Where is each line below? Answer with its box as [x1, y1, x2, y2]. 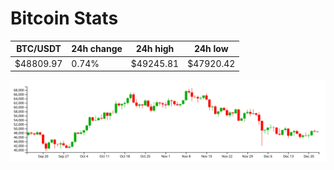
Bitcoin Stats [10, 7, 119, 30]
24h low [193, 43, 229, 55]
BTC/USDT [16, 43, 62, 55]
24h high [135, 43, 175, 55]
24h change [71, 43, 123, 55]
